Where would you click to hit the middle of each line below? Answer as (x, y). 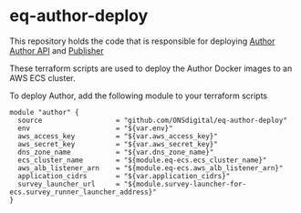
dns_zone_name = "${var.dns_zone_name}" (116, 152)
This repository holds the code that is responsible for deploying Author (142, 41)
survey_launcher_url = (69, 184)
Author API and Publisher (57, 50)
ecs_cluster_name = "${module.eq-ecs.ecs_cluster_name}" (142, 160)
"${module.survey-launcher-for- (185, 184)
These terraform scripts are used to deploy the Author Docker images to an (151, 68)
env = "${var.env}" (95, 128)
